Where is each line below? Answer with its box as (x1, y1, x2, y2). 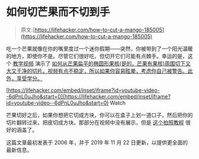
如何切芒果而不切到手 (6, 5, 111, 19)
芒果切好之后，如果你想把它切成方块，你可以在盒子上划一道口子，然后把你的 (6, 111, 193, 119)
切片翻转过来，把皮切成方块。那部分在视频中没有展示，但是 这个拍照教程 (6, 119, 184, 126)
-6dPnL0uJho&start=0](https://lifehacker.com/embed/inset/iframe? (6, 93, 171, 100)
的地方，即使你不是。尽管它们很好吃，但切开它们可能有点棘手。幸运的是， (6, 52, 188, 59)
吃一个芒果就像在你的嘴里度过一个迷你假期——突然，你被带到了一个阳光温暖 (6, 45, 193, 52)
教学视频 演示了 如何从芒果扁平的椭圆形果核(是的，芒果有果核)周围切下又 (12, 60, 191, 67)
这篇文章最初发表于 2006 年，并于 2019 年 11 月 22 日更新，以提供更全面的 (6, 139, 188, 146)
